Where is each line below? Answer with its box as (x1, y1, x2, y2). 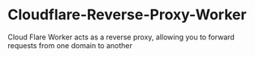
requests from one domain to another (7, 40, 133, 50)
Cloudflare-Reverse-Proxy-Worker (7, 6, 247, 24)
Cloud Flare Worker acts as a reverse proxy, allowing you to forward (7, 32, 235, 42)
